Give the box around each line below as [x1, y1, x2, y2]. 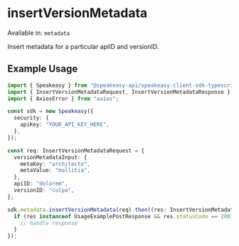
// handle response [20, 219, 78, 227]
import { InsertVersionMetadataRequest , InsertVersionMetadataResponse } [7, 88, 231, 95]
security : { [14, 114, 50, 122]
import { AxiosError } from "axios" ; [7, 95, 119, 102]
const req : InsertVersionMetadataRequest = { [7, 147, 144, 154]
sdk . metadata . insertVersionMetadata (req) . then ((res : [7, 206, 167, 213]
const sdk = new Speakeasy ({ [7, 108, 94, 115]
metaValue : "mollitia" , [20, 167, 91, 174]
